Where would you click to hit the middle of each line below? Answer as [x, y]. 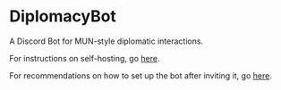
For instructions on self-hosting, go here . [85, 58]
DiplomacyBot [63, 16]
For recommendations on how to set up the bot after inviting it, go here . [141, 75]
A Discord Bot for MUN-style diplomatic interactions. [106, 41]
